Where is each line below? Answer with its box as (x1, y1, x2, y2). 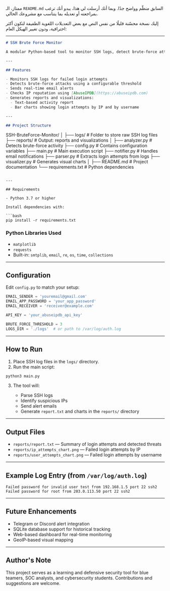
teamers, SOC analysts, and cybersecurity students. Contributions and (6, 575, 153, 581)
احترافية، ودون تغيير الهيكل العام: (6, 26, 67, 32)
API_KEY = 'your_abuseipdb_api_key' (6, 313, 83, 318)
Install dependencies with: (6, 205, 65, 210)
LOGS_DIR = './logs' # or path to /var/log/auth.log (6, 326, 122, 332)
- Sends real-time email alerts (6, 86, 74, 91)
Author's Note (6, 556, 51, 565)
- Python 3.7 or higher (6, 196, 56, 201)
